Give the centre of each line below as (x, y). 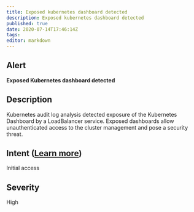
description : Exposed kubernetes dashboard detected (75, 18)
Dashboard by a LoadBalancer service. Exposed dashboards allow (90, 121)
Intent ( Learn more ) (44, 153)
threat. (15, 134)
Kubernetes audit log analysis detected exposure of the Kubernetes (92, 114)
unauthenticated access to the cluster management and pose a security (97, 127)
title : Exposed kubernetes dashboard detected (67, 12)
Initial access (23, 168)
